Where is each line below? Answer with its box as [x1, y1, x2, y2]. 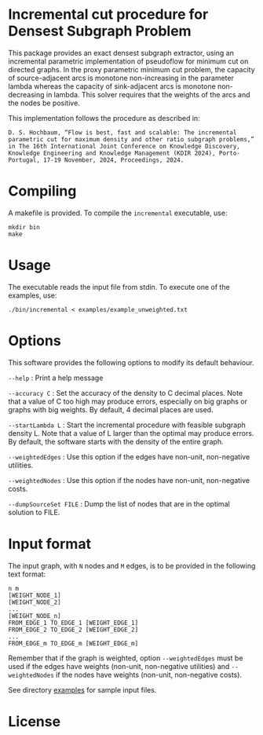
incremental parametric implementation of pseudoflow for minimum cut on [8, 57, 249, 66]
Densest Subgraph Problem [8, 22, 192, 40]
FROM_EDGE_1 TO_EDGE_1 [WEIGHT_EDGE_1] [8, 619, 139, 627]
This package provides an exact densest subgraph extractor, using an [8, 48, 234, 57]
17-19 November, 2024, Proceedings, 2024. [42, 155, 184, 164]
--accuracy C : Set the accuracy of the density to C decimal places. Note [8, 388, 243, 397]
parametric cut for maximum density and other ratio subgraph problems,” [8, 135, 255, 143]
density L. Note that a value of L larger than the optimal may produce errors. [8, 428, 254, 437]
